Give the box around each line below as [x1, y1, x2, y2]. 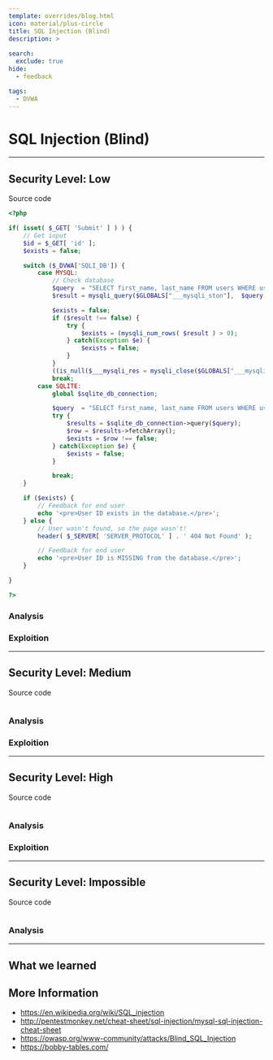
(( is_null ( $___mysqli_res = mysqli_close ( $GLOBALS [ [51, 367, 231, 375]
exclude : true [15, 58, 63, 66]
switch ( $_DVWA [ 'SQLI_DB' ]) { [23, 261, 126, 269]
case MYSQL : [37, 269, 79, 277]
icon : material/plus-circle [8, 20, 104, 28]
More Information [8, 986, 99, 1000]
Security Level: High [8, 770, 114, 785]
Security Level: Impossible [8, 875, 146, 889]
